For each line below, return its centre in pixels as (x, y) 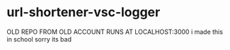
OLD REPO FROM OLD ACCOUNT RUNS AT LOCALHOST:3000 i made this (115, 32)
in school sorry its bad (39, 39)
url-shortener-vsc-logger (84, 12)
